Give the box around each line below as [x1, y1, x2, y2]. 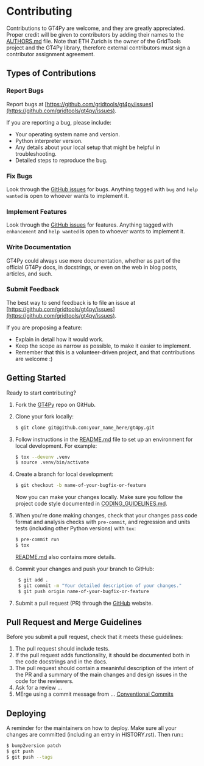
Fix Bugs [6, 172, 32, 180]
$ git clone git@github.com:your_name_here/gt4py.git [15, 425, 155, 431]
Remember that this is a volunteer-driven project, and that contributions [15, 348, 195, 356]
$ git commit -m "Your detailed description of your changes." [18, 582, 182, 589]
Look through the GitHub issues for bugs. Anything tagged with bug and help [6, 185, 198, 193]
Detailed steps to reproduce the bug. [15, 156, 108, 164]
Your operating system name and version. [15, 130, 121, 138]
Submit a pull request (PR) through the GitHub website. [15, 599, 153, 607]
